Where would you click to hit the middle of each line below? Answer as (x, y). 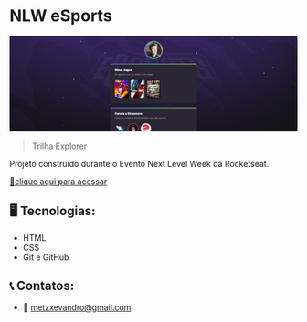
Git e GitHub (46, 257)
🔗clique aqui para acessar (58, 181)
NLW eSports (61, 16)
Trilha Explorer (59, 146)
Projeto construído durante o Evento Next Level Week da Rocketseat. (139, 163)
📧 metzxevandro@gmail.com (77, 307)
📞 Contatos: (42, 285)
